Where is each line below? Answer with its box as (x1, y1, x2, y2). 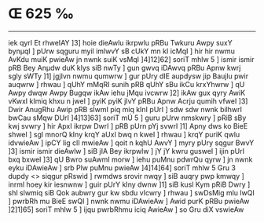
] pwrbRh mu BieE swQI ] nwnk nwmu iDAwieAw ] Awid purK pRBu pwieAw (8, 196, 250, 206)
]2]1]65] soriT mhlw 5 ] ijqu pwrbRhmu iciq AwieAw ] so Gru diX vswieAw (8, 205, 244, 214)
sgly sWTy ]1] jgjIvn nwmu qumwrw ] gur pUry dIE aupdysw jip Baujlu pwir (8, 71, 249, 81)
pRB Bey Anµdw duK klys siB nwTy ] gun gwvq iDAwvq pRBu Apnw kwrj (8, 63, 241, 72)
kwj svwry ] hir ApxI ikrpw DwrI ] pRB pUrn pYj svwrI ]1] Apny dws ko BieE (8, 121, 248, 130)
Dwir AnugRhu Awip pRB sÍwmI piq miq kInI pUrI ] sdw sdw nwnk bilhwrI (8, 104, 242, 114)
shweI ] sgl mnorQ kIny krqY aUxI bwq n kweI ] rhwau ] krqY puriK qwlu (8, 129, 240, 139)
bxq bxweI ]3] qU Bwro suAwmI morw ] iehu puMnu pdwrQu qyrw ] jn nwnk (8, 155, 253, 164)
